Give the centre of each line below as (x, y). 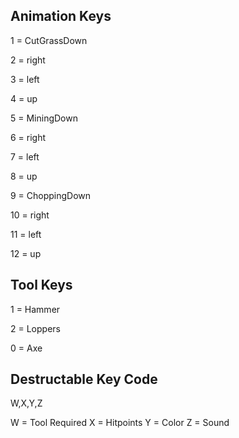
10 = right (30, 215)
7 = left (25, 156)
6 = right (28, 137)
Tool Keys (41, 285)
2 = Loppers (35, 328)
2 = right (28, 60)
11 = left (26, 234)
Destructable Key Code (84, 379)
